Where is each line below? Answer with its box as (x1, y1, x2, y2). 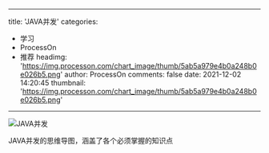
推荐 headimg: (19, 53, 68, 61)
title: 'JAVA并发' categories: (8, 17, 98, 26)
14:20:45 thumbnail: (19, 78, 86, 88)
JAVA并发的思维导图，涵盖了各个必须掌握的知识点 (8, 136, 174, 145)
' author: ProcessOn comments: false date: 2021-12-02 (59, 69, 242, 79)
